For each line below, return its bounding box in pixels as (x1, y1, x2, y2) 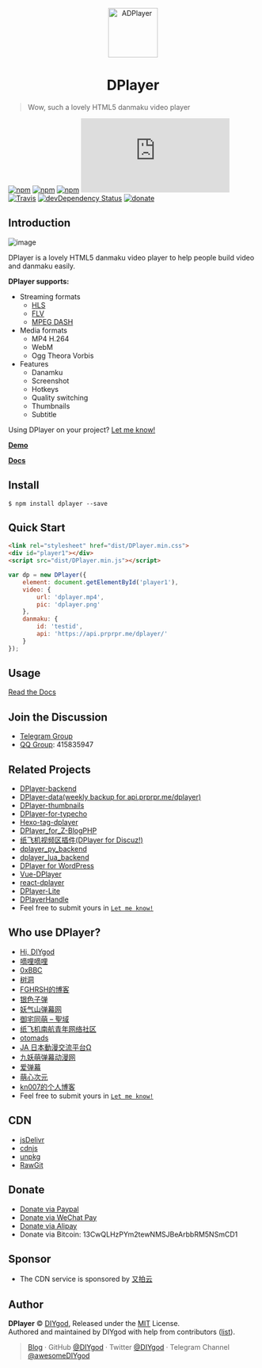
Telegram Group (19, 731, 74, 741)
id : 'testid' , (36, 622, 83, 631)
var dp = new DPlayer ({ (8, 571, 87, 579)
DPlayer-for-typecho (19, 809, 88, 819)
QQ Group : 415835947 (19, 740, 93, 750)
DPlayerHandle (19, 895, 69, 904)
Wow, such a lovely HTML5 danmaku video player (27, 102, 191, 112)
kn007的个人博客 (19, 1081, 76, 1092)
